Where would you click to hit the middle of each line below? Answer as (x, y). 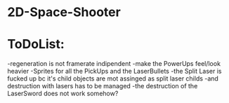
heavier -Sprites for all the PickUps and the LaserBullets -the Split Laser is (115, 71)
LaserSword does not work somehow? (63, 94)
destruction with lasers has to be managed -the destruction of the (103, 86)
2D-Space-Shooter (64, 12)
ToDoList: (36, 44)
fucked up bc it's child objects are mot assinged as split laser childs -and (113, 78)
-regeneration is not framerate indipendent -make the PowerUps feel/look (114, 64)
